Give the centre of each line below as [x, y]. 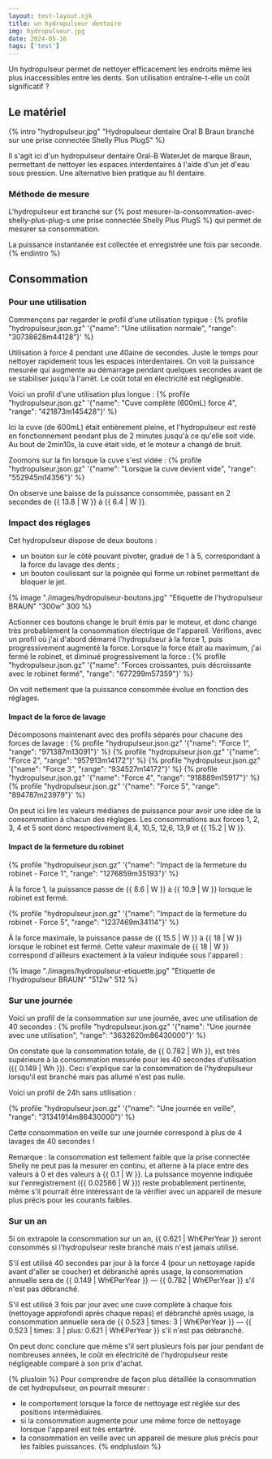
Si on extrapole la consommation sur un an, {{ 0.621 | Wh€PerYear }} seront [135, 1239]
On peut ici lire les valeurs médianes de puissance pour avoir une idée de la [135, 811]
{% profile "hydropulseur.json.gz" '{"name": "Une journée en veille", [122, 1108]
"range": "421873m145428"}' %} [63, 411]
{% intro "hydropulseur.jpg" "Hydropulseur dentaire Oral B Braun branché [132, 131]
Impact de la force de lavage [57, 717]
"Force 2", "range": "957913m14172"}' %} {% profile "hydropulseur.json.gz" [135, 760]
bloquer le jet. [43, 582]
